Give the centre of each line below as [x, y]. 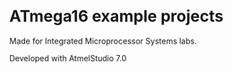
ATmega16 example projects [116, 16]
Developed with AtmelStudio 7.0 [68, 58]
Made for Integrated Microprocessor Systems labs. [103, 41]
